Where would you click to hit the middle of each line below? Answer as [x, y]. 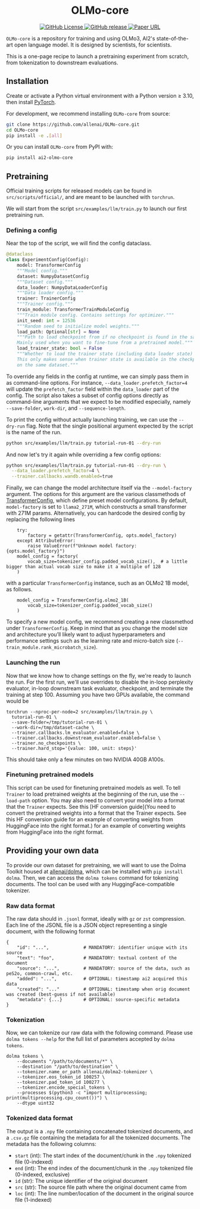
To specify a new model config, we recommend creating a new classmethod [100, 622]
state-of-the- [172, 38]
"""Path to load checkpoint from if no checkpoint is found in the [102, 337]
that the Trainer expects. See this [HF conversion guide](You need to [91, 806]
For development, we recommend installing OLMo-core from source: [88, 113]
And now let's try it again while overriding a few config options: [84, 454]
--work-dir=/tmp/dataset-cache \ [53, 727]
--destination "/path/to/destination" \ [68, 1067]
